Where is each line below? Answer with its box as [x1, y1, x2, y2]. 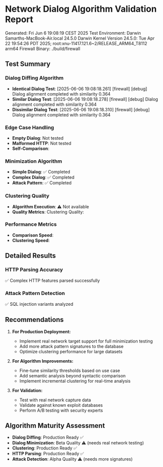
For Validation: [12, 387, 43, 393]
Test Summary [5, 60, 51, 68]
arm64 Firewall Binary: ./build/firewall [5, 46, 81, 51]
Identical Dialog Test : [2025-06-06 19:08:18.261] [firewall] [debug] [12, 86, 147, 92]
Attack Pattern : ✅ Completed [12, 180, 72, 186]
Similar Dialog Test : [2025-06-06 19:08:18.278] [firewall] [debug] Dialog [12, 96, 159, 102]
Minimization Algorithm [5, 158, 62, 165]
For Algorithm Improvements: [12, 358, 74, 364]
